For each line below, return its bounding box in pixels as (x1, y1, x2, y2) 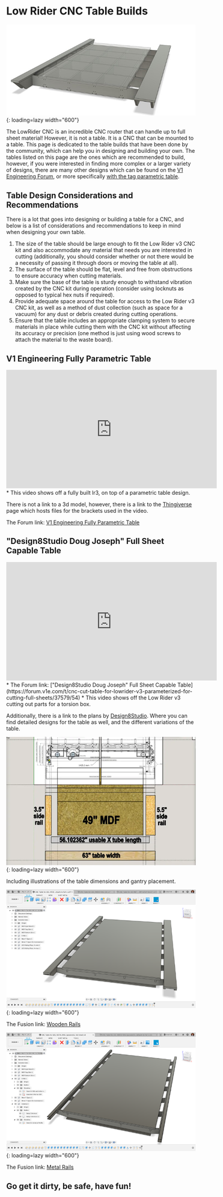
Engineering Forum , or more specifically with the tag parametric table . (6, 173, 180, 180)
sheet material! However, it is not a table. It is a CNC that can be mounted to (6, 134, 194, 142)
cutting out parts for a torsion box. (6, 700, 91, 708)
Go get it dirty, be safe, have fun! (6, 1181, 132, 1191)
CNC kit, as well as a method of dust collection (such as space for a (14, 304, 183, 311)
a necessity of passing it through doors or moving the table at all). (14, 259, 179, 267)
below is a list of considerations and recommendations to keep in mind (6, 222, 182, 229)
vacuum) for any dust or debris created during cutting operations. (14, 311, 178, 318)
